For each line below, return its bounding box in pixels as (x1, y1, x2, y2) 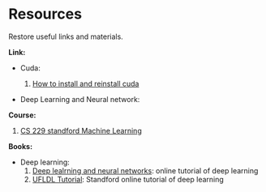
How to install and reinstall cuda (32, 79, 139, 88)
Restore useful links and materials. (8, 32, 123, 41)
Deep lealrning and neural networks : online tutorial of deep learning (32, 165, 259, 175)
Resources (8, 5, 83, 23)
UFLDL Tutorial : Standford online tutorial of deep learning (32, 174, 225, 184)
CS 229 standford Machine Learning (19, 126, 142, 135)
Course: (8, 110, 36, 120)
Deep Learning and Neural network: (19, 94, 140, 104)
